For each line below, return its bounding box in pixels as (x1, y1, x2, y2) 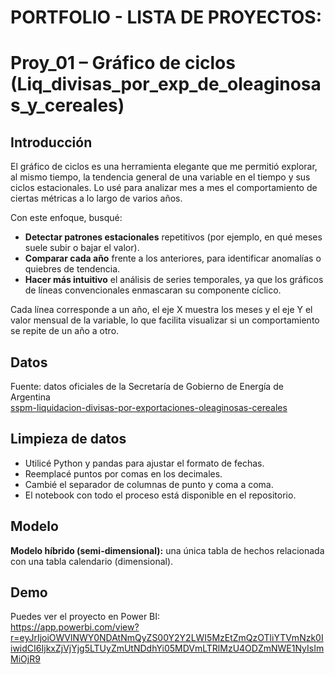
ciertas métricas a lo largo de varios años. (10, 192, 183, 205)
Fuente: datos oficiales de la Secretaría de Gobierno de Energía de (10, 381, 284, 392)
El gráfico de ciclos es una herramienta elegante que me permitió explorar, (10, 161, 318, 173)
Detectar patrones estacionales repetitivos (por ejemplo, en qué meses (24, 231, 323, 243)
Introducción (10, 134, 93, 151)
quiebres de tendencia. (24, 263, 121, 275)
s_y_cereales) (10, 94, 125, 117)
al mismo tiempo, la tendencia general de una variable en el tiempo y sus (10, 171, 311, 183)
